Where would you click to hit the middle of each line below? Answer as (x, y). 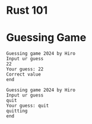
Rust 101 (27, 10)
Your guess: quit (28, 106)
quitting (17, 111)
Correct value (24, 75)
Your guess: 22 (25, 69)
